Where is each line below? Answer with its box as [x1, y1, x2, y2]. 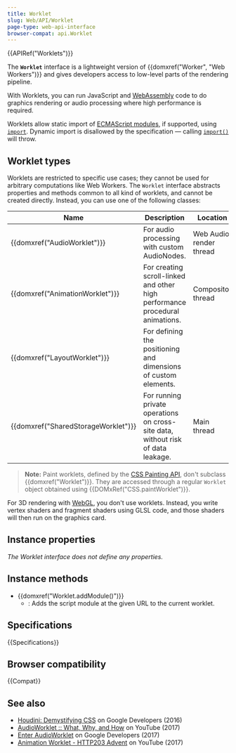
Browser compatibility [7, 658, 107, 670]
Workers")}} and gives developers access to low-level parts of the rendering [7, 70, 229, 79]
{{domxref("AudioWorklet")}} [11, 238, 106, 248]
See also [7, 697, 46, 709]
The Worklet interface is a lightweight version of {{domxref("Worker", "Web [7, 63, 225, 71]
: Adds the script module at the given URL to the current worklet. [27, 598, 215, 608]
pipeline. [7, 78, 32, 86]
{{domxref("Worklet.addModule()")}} [17, 591, 124, 600]
